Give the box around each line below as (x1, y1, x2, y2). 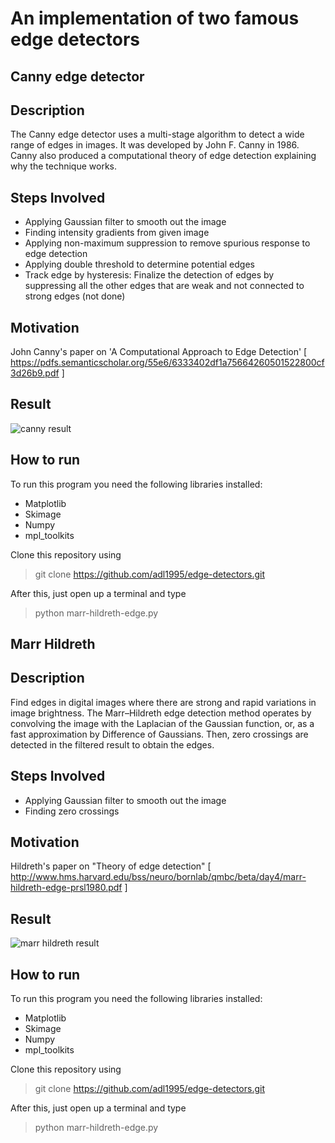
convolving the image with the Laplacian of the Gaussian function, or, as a (10, 717, 315, 729)
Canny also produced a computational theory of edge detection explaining (10, 150, 317, 162)
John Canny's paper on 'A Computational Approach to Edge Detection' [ (10, 346, 308, 358)
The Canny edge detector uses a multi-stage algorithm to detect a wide (10, 128, 305, 141)
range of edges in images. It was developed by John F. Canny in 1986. (10, 139, 300, 151)
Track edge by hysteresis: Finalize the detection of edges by (24, 269, 275, 281)
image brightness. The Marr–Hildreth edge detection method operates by (10, 707, 312, 719)
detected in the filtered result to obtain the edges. (10, 738, 215, 751)
